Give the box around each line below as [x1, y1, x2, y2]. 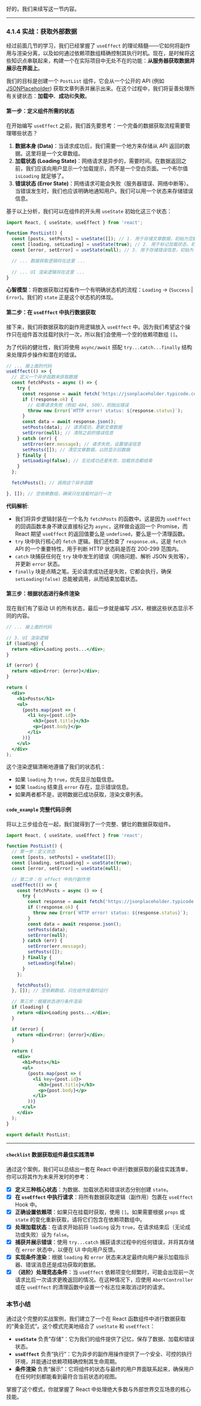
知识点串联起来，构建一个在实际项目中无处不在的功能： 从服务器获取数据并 [11, 57, 195, 64]
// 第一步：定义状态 [11, 849, 56, 855]
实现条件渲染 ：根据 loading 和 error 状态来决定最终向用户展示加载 [14, 1253, 179, 1261]
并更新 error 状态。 [14, 560, 63, 567]
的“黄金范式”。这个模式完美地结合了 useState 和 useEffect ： [6, 1322, 156, 1330]
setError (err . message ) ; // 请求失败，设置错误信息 [22, 441, 141, 447]
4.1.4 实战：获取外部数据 [6, 27, 78, 35]
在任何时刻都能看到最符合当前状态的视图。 [14, 1372, 120, 1380]
